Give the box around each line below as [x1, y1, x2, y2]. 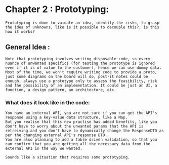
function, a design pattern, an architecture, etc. [5, 87, 116, 92]
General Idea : [5, 43, 51, 52]
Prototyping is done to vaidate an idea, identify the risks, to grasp [5, 20, 159, 25]
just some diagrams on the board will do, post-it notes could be [5, 74, 148, 79]
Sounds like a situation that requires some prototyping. [5, 155, 130, 160]
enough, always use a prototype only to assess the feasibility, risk [5, 78, 157, 84]
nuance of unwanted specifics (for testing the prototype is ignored [5, 61, 155, 66]
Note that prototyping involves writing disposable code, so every [5, 56, 151, 61]
